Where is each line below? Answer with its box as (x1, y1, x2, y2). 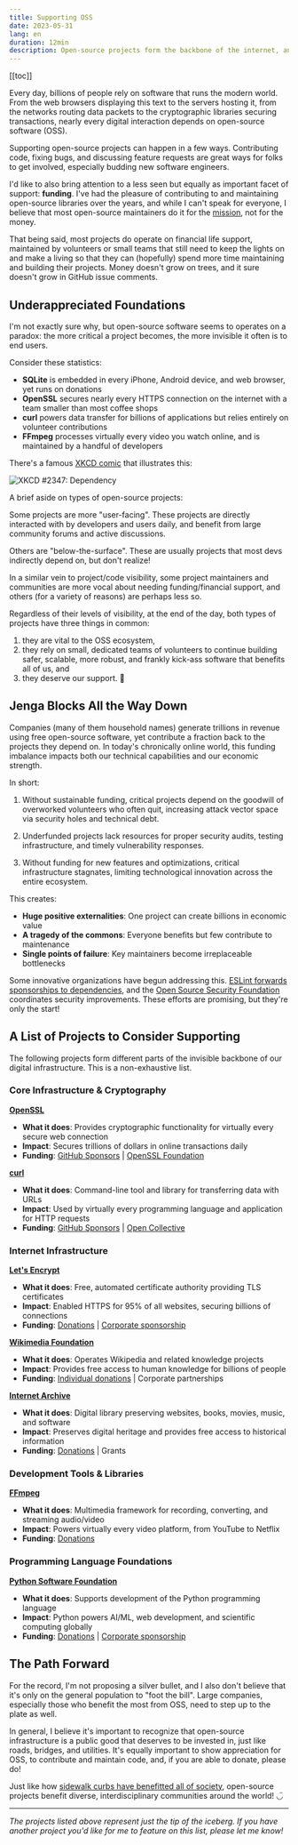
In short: (9, 777, 40, 788)
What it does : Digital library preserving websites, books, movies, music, (21, 1408, 286, 1418)
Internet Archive (9, 1391, 71, 1401)
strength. (9, 759, 43, 770)
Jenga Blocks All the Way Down (9, 699, 188, 714)
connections (21, 1311, 68, 1321)
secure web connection (21, 1131, 109, 1142)
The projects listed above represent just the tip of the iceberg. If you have (9, 1816, 278, 1826)
